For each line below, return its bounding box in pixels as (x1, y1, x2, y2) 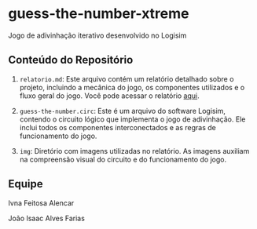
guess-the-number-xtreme (8, 5, 189, 23)
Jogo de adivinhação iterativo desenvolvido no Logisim (8, 31, 187, 40)
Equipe (8, 177, 43, 191)
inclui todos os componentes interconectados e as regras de (19, 122, 216, 132)
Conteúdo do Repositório (8, 53, 134, 67)
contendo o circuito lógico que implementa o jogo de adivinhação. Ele (19, 114, 246, 124)
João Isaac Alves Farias (8, 213, 85, 223)
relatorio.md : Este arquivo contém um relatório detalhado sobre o (19, 74, 234, 83)
